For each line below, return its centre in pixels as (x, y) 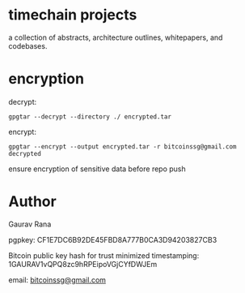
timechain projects (73, 15)
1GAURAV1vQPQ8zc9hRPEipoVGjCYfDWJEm (83, 264)
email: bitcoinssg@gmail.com (57, 280)
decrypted (25, 153)
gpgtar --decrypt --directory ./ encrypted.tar (90, 116)
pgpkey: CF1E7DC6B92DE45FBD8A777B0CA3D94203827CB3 (113, 239)
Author (32, 201)
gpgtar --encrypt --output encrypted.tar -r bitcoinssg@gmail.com (122, 146)
